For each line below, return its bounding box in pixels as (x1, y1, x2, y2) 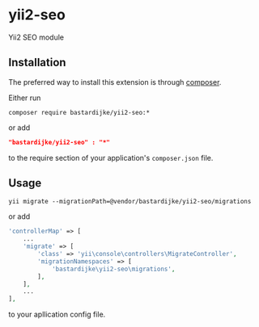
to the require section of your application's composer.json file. (8, 153, 214, 162)
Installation (8, 56, 66, 69)
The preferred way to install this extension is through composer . (8, 77, 222, 86)
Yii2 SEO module (8, 32, 65, 42)
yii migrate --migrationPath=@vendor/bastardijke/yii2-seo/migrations (8, 198, 252, 206)
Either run (8, 93, 41, 103)
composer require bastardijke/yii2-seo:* (8, 108, 151, 116)
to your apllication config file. (8, 309, 106, 320)
